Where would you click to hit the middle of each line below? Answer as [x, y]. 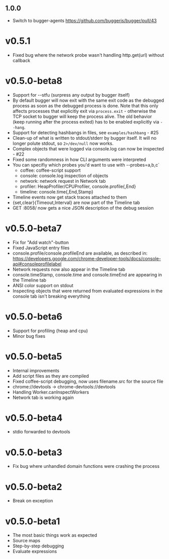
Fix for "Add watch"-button [41, 242]
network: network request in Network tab [63, 181]
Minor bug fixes [29, 336]
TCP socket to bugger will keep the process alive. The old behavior [82, 116]
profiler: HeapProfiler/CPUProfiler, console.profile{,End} [78, 186]
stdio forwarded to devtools [41, 432]
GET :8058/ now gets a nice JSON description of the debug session [83, 208]
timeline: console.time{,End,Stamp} [57, 191]
